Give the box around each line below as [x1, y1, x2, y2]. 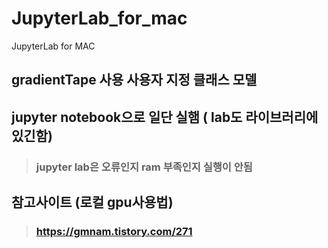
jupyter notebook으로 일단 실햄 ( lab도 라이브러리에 [11, 108, 319, 126]
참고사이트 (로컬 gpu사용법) [11, 194, 174, 211]
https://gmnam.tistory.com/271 [35, 224, 193, 238]
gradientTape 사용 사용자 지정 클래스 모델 [11, 72, 258, 89]
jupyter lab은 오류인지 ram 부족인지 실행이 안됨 [35, 160, 253, 174]
